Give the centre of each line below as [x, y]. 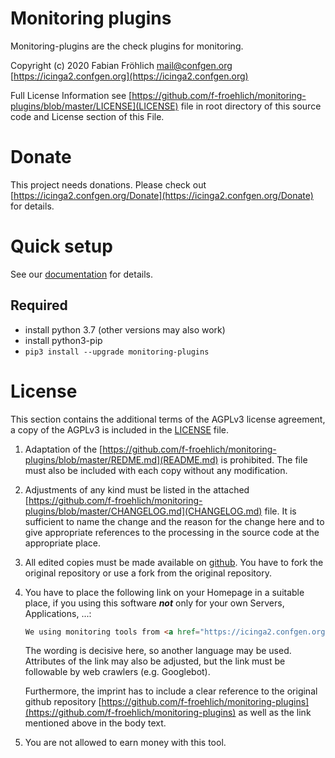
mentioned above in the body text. [95, 723]
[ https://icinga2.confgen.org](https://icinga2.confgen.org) [129, 76]
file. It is [280, 511]
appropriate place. [63, 543]
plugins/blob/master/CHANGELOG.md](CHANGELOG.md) [143, 511]
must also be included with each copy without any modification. [156, 470]
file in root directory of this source [251, 106]
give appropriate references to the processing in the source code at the [172, 532]
